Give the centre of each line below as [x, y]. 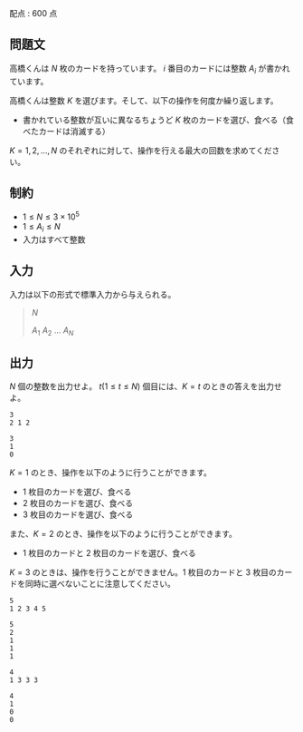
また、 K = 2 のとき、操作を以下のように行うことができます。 [123, 534]
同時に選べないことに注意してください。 [100, 584]
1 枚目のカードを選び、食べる [77, 492]
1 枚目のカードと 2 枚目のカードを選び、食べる [109, 553]
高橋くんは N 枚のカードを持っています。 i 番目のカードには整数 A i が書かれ [150, 69]
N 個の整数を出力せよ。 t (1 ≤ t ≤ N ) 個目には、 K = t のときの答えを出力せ [146, 386]
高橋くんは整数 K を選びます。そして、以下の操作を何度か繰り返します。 [144, 100]
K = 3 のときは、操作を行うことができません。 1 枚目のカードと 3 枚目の [143, 572]
